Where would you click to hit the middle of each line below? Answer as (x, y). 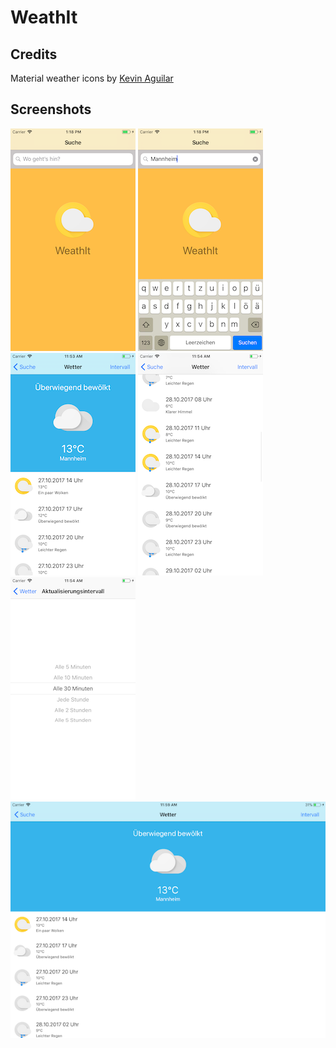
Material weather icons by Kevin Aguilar (92, 78)
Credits (34, 54)
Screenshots (51, 109)
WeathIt (44, 17)
